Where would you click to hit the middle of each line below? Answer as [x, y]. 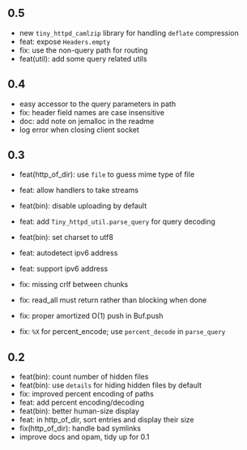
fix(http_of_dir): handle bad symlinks [80, 428]
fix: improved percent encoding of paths [87, 394]
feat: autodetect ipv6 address [68, 253]
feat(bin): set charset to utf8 [66, 238]
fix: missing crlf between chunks [74, 285]
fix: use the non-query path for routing [83, 50]
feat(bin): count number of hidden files [84, 377]
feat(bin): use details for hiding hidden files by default [111, 385]
